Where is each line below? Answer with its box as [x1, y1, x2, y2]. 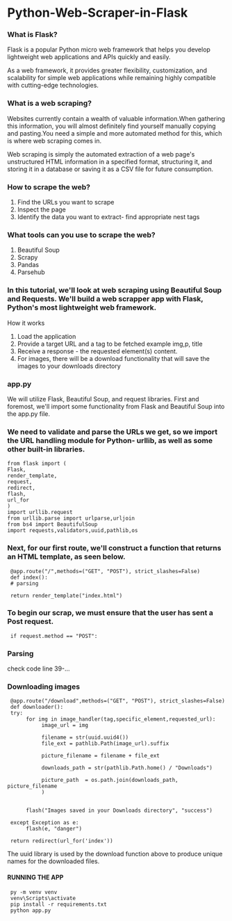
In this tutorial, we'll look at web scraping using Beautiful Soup [7, 285, 222, 295]
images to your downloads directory [17, 362, 122, 370]
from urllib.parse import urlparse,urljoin [7, 515, 135, 522]
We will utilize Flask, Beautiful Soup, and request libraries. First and [7, 394, 199, 403]
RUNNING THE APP [7, 873, 64, 881]
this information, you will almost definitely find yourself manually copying [7, 122, 217, 130]
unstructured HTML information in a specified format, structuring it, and [7, 157, 213, 166]
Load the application [17, 332, 76, 340]
